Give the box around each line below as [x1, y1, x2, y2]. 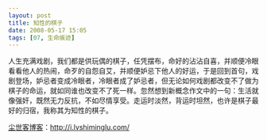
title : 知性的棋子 [8, 19, 64, 27]
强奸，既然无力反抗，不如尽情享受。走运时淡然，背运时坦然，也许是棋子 [14, 96, 252, 105]
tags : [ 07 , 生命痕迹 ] [8, 33, 75, 42]
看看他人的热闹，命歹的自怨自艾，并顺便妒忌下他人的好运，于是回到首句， [8, 66, 252, 76]
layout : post [8, 11, 52, 20]
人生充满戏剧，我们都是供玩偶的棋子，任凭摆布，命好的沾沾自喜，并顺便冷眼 [8, 56, 259, 66]
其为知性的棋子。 [56, 106, 113, 115]
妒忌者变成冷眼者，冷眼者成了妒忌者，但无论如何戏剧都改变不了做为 [35, 76, 259, 85]
